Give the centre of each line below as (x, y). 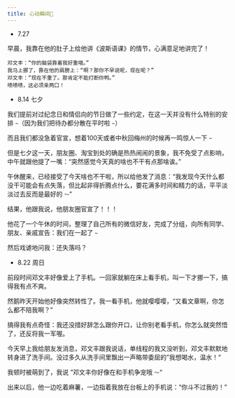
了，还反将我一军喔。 (38, 333)
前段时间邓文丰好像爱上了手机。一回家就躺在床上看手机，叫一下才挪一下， (114, 277)
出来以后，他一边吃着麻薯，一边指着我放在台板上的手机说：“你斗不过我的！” (117, 387)
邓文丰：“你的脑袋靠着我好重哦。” (48, 63)
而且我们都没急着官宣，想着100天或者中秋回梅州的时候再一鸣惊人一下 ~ (110, 138)
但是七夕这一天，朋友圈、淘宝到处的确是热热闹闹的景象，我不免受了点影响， (117, 152)
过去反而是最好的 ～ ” (43, 194)
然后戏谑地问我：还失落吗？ (47, 247)
